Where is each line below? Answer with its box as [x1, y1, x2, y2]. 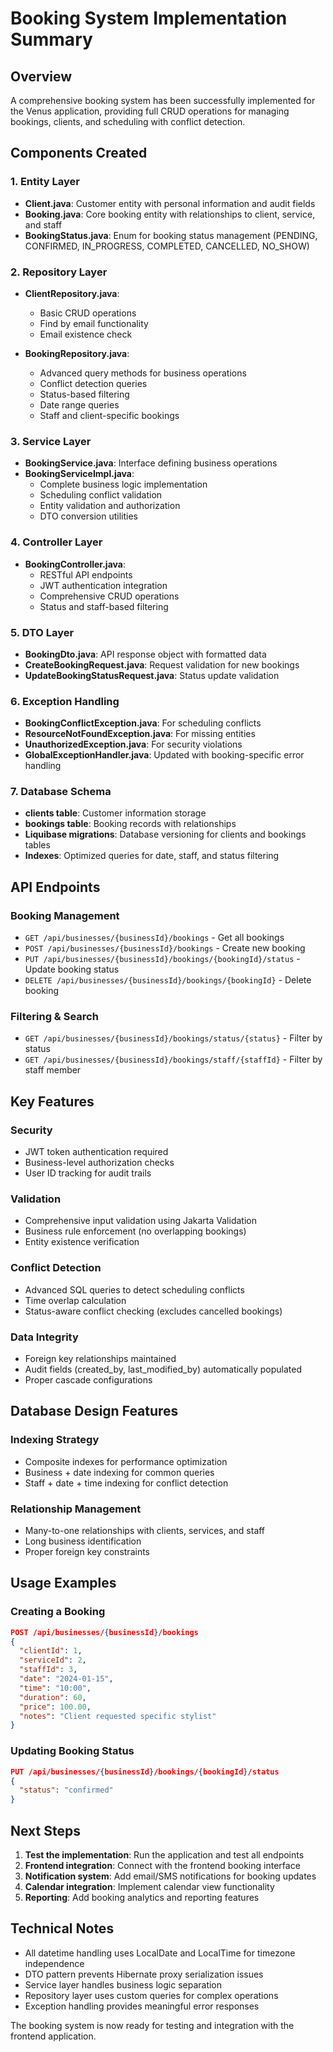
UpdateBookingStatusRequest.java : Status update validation [24, 669, 280, 681]
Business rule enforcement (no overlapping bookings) [24, 1225, 247, 1237]
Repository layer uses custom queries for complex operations [24, 1989, 279, 2001]
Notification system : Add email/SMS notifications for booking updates [24, 1870, 317, 1882]
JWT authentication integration [39, 579, 168, 591]
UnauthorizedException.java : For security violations [24, 738, 243, 751]
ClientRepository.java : [24, 287, 120, 299]
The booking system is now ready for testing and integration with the [10, 2019, 295, 2031]
